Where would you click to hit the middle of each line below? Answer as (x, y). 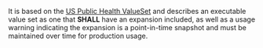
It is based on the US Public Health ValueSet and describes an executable (127, 11)
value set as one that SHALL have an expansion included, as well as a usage (132, 19)
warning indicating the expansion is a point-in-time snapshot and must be (128, 27)
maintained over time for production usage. (78, 36)
